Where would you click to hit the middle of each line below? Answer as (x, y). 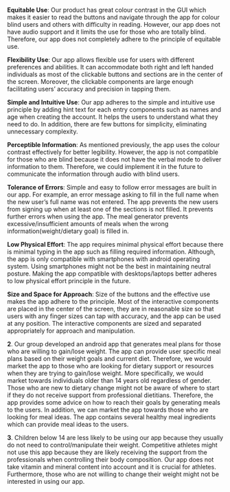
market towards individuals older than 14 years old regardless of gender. (110, 380)
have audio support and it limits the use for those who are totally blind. (107, 32)
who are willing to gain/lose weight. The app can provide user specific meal (114, 351)
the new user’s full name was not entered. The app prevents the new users (113, 202)
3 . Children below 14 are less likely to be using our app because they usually (115, 438)
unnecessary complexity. (43, 131)
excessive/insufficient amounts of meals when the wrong (88, 224)
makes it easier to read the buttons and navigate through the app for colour (113, 17)
